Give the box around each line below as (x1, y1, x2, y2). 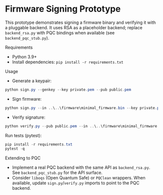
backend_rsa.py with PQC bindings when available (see (5, 30, 115, 35)
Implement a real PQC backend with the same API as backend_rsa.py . (12, 164, 150, 171)
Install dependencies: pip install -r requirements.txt (12, 59, 124, 65)
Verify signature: (12, 114, 46, 120)
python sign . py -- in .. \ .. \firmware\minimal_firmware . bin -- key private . (5, 106, 158, 110)
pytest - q (5, 146, 25, 151)
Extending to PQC (5, 155, 41, 161)
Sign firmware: (12, 96, 42, 102)
